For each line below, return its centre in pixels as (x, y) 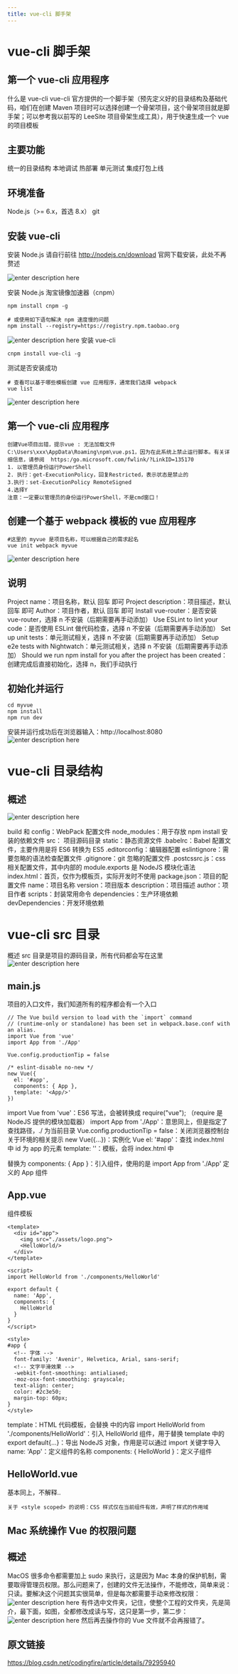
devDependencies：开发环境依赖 (56, 903)
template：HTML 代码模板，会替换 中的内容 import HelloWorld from (106, 1424)
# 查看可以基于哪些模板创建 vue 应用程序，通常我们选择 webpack (92, 383)
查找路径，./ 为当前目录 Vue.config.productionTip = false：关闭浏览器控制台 (118, 1131)
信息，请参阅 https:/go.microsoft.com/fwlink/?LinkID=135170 (103, 459)
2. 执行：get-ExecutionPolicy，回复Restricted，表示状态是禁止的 (98, 475)
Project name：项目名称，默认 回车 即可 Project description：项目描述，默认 (119, 601)
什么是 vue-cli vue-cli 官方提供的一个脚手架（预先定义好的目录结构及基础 (114, 98)
